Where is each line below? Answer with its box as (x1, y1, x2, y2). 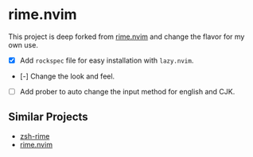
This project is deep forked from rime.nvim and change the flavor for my (8, 32, 245, 41)
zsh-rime (19, 131, 50, 140)
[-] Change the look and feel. (19, 71, 115, 81)
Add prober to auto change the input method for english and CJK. (19, 87, 235, 96)
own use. (8, 40, 38, 49)
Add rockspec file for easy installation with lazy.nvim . (19, 56, 194, 65)
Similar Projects (8, 110, 89, 124)
